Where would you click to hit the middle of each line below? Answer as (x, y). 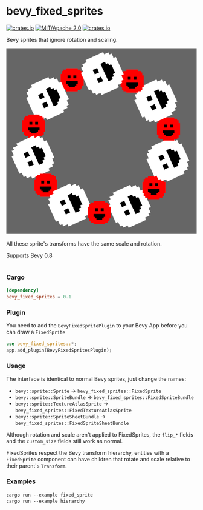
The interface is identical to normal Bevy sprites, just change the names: (96, 379)
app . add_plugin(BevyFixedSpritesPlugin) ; (59, 351)
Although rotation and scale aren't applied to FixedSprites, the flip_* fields (100, 435)
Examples (21, 481)
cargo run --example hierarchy (46, 501)
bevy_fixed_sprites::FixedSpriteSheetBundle (72, 424)
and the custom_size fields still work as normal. (65, 441)
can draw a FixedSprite (36, 332)
